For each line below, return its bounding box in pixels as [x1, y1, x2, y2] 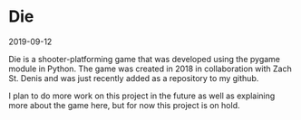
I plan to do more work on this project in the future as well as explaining [8, 90, 276, 101]
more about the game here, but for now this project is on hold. [8, 99, 240, 110]
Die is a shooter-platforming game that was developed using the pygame [8, 53, 281, 64]
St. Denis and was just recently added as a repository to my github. [8, 72, 259, 83]
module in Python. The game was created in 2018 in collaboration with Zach [8, 63, 292, 74]
